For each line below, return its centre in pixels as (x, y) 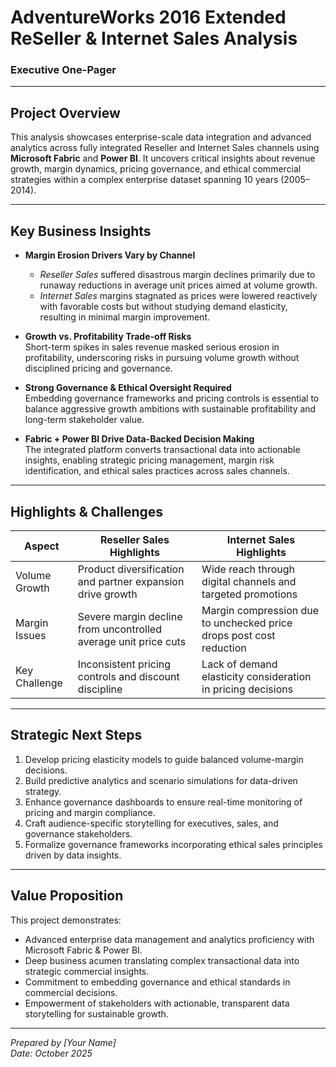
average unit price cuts (132, 641)
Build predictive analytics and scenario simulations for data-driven (161, 780)
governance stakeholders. (78, 833)
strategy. (43, 791)
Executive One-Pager (63, 70)
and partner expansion (131, 581)
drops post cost (238, 635)
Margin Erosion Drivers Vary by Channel (110, 255)
